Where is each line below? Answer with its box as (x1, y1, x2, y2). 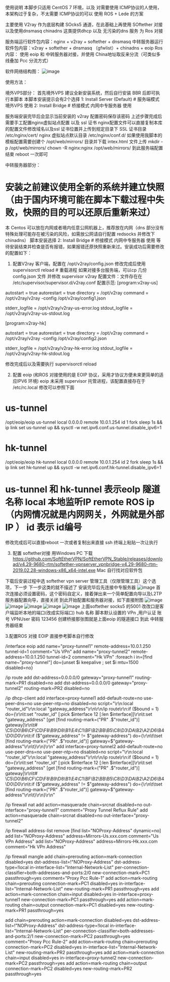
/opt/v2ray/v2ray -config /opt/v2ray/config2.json (5, 335, 107, 341)
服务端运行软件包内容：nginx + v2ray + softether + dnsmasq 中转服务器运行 (5, 38, 163, 45)
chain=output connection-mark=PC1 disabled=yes (21, 902, 126, 908)
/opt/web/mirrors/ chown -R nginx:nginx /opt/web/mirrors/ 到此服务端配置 (9, 145, 163, 151)
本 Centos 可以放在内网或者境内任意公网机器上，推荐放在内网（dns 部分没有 (5, 224, 164, 230)
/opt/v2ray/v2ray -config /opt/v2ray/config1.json (5, 295, 106, 301)
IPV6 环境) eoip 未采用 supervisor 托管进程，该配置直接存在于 (17, 378, 146, 384)
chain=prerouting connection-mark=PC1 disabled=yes (5, 880, 118, 886)
